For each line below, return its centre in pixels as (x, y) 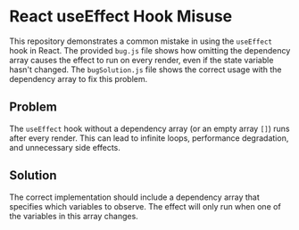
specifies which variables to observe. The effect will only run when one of (145, 206)
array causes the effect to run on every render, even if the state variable (141, 60)
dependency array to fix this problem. (79, 78)
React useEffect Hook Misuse (121, 16)
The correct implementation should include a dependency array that (135, 197)
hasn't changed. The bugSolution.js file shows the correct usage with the (145, 70)
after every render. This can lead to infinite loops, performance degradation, (149, 138)
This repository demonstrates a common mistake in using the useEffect (141, 41)
